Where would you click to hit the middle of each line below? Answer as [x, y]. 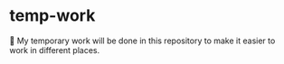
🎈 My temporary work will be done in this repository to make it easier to [142, 41]
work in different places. [55, 50]
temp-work [52, 16]
